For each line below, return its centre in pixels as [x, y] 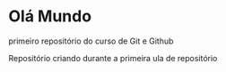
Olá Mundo [50, 16]
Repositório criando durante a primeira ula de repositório [113, 58]
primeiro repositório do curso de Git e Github [91, 41]
